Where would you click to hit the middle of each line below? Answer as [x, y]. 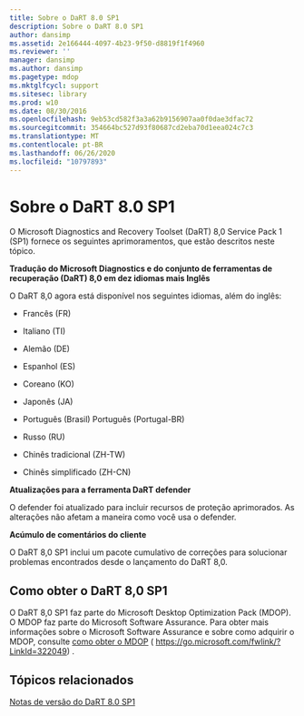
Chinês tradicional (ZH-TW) [74, 455]
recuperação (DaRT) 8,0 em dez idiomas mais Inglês [110, 278]
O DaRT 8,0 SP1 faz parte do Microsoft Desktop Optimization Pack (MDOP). [151, 613]
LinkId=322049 [39, 651]
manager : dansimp [42, 60]
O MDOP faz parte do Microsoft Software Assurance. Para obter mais [139, 622]
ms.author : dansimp [46, 69]
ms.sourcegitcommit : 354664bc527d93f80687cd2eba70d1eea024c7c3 [132, 128]
